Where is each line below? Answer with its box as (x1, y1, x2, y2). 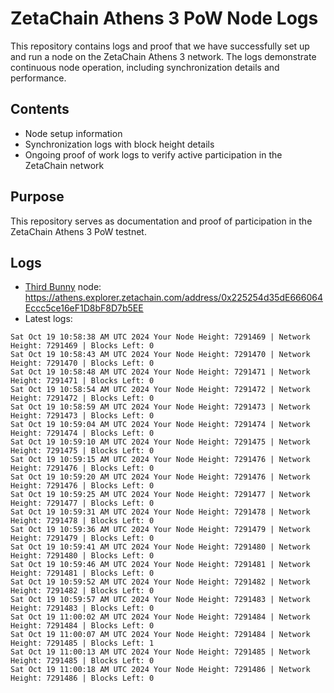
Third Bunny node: (24, 281, 102, 293)
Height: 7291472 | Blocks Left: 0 (10, 393, 155, 404)
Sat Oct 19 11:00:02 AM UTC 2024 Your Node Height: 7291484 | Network (10, 612, 311, 622)
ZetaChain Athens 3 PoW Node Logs (10, 7, 319, 30)
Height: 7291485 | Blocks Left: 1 (10, 638, 155, 649)
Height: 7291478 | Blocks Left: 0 (10, 516, 155, 526)
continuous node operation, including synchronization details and (10, 61, 280, 73)
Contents (10, 101, 70, 118)
